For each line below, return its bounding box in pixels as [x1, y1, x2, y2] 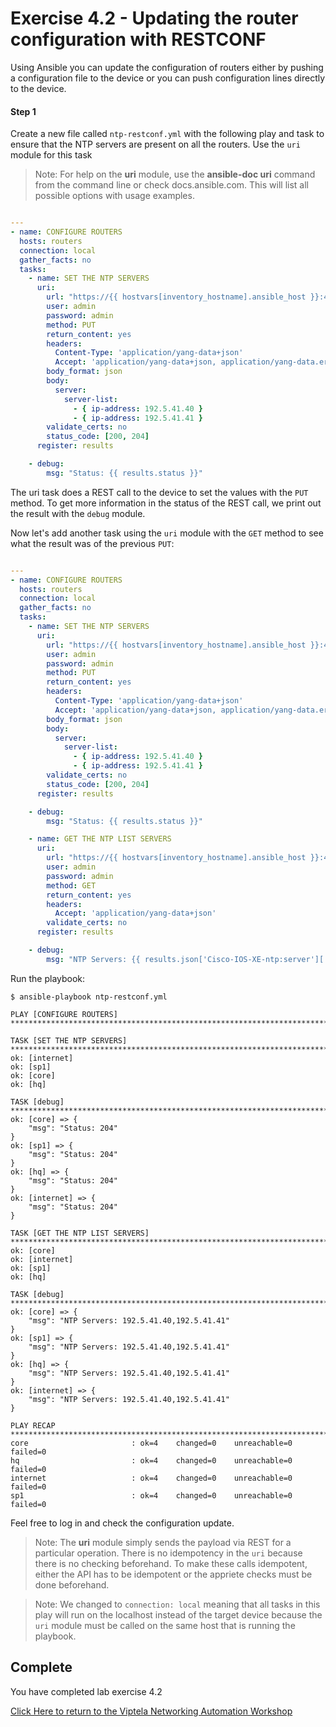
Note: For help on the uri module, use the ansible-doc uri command [34, 168, 316, 181]
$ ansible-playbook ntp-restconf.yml [10, 992, 168, 1002]
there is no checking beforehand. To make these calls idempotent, [34, 1557, 308, 1569]
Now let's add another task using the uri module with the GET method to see [10, 527, 324, 539]
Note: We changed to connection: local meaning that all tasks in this [34, 1598, 321, 1610]
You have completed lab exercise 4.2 [10, 1685, 163, 1697]
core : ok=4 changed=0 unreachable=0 [10, 1438, 293, 1448]
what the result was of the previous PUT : [10, 537, 175, 549]
